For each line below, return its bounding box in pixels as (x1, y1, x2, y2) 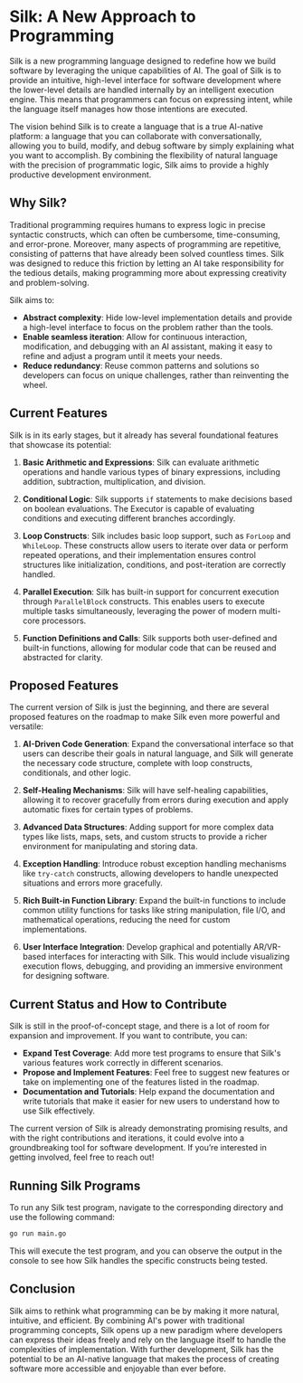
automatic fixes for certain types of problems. (22, 804, 194, 815)
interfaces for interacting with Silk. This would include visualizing (48, 952, 290, 962)
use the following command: (9, 1212, 116, 1222)
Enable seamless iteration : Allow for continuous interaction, (22, 331, 248, 342)
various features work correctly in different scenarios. (22, 1057, 223, 1068)
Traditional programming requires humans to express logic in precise (9, 219, 266, 230)
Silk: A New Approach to (9, 6, 196, 27)
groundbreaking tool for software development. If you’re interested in (9, 1142, 267, 1153)
